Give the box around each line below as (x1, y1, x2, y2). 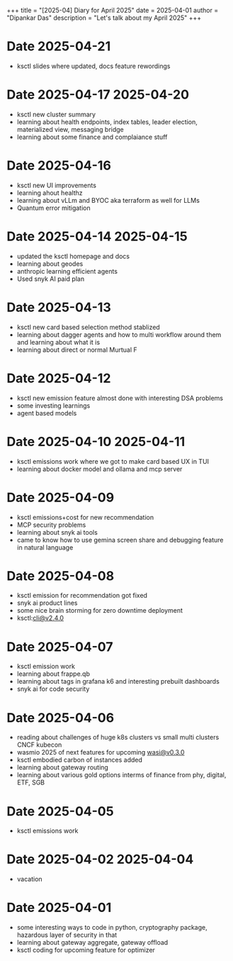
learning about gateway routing (16, 763, 109, 772)
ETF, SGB (16, 778, 45, 787)
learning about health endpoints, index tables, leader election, (16, 117, 198, 126)
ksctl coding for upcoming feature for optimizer (16, 946, 155, 955)
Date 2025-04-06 (6, 709, 115, 726)
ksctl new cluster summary (16, 110, 96, 118)
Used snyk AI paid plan (16, 274, 85, 283)
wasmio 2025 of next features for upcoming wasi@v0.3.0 (16, 748, 185, 757)
